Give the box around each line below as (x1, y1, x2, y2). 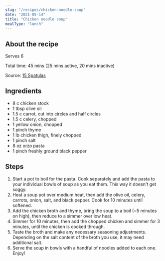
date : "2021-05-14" (5, 12, 46, 17)
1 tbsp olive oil (12, 105, 42, 111)
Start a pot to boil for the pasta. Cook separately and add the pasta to (12, 175, 156, 181)
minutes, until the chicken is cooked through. (12, 223, 105, 229)
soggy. (12, 186, 27, 192)
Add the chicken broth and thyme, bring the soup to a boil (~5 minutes (12, 207, 157, 213)
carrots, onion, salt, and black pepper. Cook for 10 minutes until (12, 197, 143, 203)
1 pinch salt (12, 137, 36, 143)
